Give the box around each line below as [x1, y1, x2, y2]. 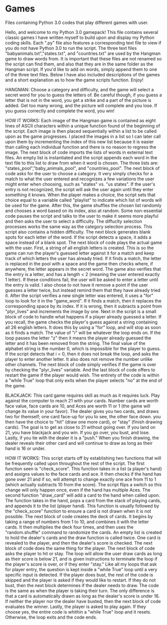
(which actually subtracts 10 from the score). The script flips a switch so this [5, 481, 162, 487]
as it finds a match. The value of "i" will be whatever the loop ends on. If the [5, 329, 161, 335]
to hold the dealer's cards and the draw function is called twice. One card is [5, 535, 161, 541]
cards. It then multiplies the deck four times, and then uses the [5, 524, 134, 530]
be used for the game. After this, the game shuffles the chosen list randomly [5, 202, 162, 208]
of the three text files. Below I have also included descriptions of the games [5, 71, 161, 77]
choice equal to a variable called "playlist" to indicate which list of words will [5, 197, 162, 203]
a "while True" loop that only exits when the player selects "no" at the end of [5, 377, 163, 383]
